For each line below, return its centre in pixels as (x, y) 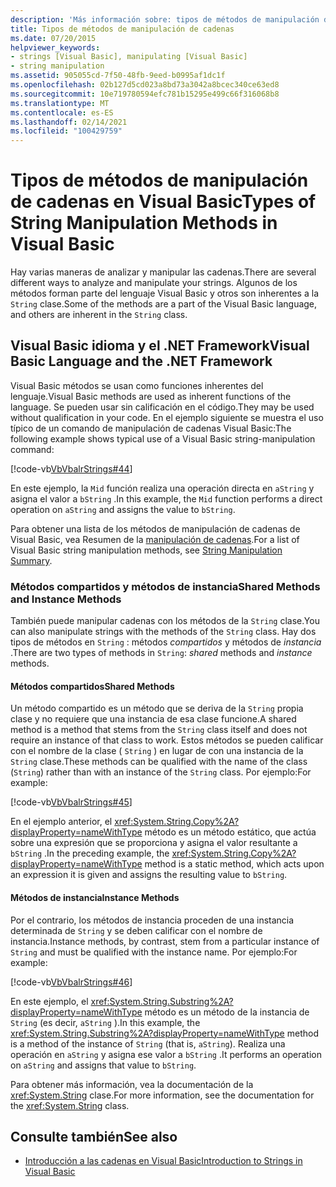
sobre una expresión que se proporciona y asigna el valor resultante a (154, 843)
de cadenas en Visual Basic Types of (163, 202)
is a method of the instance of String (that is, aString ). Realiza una (148, 1043)
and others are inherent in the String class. (99, 315)
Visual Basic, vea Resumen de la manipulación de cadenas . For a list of (155, 539)
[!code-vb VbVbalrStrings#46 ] (71, 982)
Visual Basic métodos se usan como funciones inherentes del (137, 385)
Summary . (31, 560)
